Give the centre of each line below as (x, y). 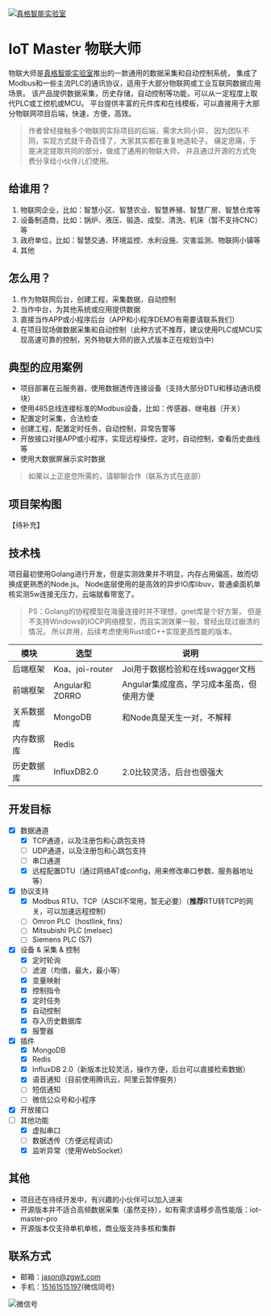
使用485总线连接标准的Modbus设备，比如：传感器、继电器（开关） (132, 409)
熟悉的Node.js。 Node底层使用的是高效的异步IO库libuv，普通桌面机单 (145, 584)
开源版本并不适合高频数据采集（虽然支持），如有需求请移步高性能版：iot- (141, 1209)
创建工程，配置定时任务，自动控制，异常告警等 (98, 429)
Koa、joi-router (83, 669)
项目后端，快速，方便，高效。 (85, 113)
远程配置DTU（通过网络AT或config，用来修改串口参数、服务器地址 (143, 871)
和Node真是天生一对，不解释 (177, 717)
